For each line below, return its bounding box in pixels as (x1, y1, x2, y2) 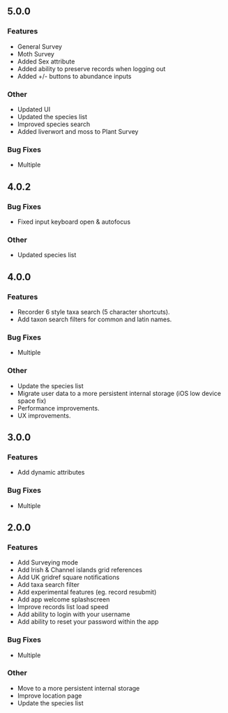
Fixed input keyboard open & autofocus (17, 217, 131, 226)
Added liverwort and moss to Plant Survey (17, 127, 139, 135)
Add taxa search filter (17, 581, 80, 589)
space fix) (17, 397, 47, 405)
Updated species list (17, 251, 77, 259)
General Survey (17, 42, 63, 51)
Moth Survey (17, 49, 54, 58)
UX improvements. (17, 411, 71, 420)
